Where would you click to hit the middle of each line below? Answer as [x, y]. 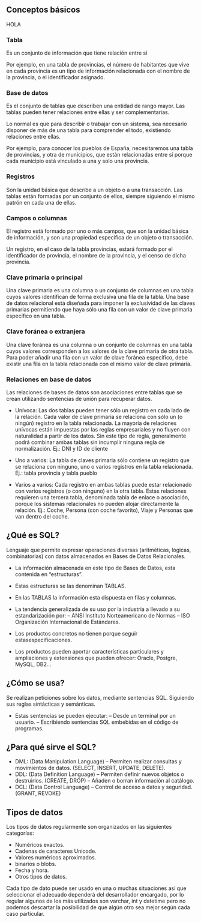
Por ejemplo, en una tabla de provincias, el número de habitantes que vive [98, 65]
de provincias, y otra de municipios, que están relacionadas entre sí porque [99, 155]
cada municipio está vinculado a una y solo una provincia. [78, 161]
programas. [29, 728]
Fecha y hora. [32, 870]
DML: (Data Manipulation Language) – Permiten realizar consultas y [98, 762]
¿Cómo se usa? [35, 683]
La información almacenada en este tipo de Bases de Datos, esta [95, 568]
